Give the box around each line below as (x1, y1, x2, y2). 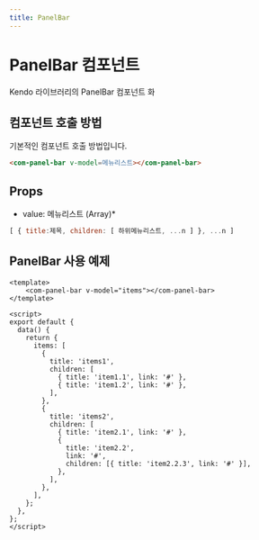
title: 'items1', (49, 356, 115, 365)
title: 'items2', (49, 411, 115, 421)
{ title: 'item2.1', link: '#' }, (57, 427, 187, 436)
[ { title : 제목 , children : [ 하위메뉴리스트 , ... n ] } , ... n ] (9, 227, 235, 236)
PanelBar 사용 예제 (9, 254, 111, 269)
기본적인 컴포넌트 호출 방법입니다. (9, 140, 128, 151)
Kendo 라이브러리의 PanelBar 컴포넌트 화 (9, 86, 156, 97)
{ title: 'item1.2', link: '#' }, (57, 380, 187, 390)
